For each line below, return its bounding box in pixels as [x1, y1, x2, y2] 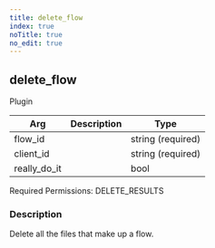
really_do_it [14, 162, 62, 175]
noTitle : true [9, 30, 64, 39]
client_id [14, 148, 50, 160]
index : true [9, 22, 54, 31]
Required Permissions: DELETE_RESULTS [9, 186, 164, 196]
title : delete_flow [9, 13, 83, 23]
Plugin [9, 96, 34, 107]
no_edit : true [9, 38, 64, 48]
